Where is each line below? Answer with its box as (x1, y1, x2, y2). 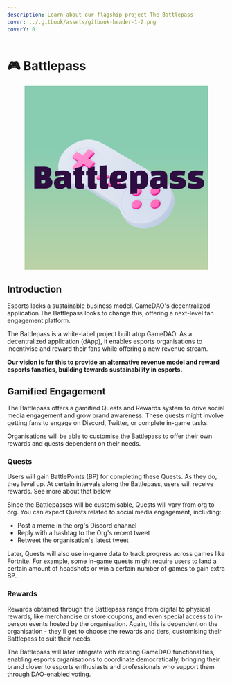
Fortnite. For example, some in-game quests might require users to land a (7, 557, 217, 565)
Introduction (7, 283, 62, 295)
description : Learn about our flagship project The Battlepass (7, 11, 194, 18)
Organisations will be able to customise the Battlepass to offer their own (7, 432, 213, 440)
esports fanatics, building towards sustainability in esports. (7, 365, 183, 374)
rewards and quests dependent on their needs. (7, 439, 141, 447)
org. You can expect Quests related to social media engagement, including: (7, 508, 222, 517)
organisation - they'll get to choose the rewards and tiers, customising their (7, 627, 222, 635)
